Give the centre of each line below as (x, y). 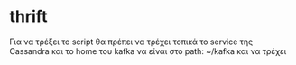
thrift (28, 17)
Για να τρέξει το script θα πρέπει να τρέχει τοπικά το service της (131, 42)
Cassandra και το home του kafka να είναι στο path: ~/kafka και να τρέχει (148, 51)
